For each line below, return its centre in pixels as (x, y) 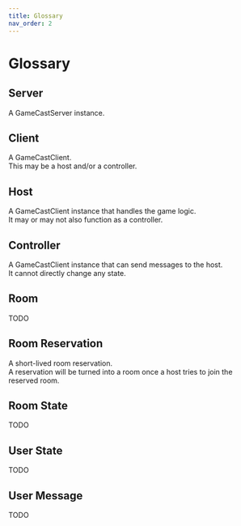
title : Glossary (36, 16)
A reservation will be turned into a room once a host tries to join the (120, 371)
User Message (46, 496)
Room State (38, 405)
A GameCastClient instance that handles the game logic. (102, 211)
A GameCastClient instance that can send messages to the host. (116, 265)
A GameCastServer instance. (57, 112)
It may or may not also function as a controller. (86, 220)
